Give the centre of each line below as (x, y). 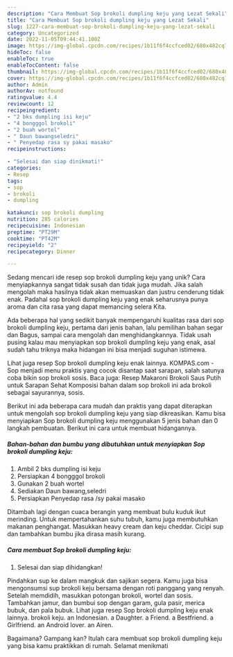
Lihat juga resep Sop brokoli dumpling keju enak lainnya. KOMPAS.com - (111, 363)
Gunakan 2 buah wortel (51, 484)
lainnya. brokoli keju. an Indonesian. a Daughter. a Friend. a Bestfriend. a (110, 617)
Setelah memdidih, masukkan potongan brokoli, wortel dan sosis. (100, 596)
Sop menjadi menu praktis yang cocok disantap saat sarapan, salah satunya (116, 370)
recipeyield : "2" (32, 245)
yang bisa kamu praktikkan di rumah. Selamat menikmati (88, 646)
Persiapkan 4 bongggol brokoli (61, 477)
